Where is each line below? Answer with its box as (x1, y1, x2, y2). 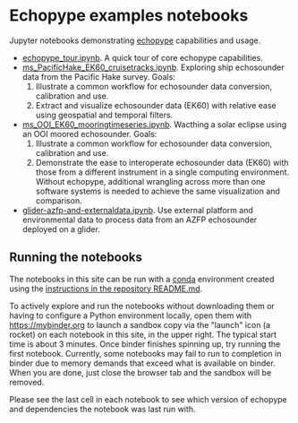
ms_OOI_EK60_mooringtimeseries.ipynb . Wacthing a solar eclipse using (21, 118, 287, 130)
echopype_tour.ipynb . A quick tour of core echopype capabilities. (21, 52, 264, 63)
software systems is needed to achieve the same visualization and (35, 186, 280, 196)
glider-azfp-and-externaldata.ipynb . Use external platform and (21, 204, 253, 215)
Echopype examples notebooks (9, 5, 249, 26)
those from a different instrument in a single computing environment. (35, 167, 290, 177)
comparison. (35, 194, 82, 206)
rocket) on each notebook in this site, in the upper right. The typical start (9, 329, 277, 340)
